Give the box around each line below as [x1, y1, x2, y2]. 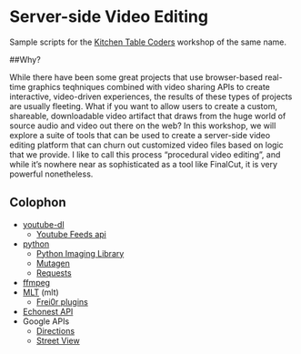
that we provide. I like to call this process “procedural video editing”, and [9, 148, 281, 160]
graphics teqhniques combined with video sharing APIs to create [27, 81, 270, 92]
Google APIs [22, 316, 70, 327]
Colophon [9, 195, 66, 210]
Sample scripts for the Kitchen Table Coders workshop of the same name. [9, 36, 287, 47]
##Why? [9, 54, 41, 65]
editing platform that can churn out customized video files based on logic [9, 139, 284, 150]
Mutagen [35, 258, 71, 268]
